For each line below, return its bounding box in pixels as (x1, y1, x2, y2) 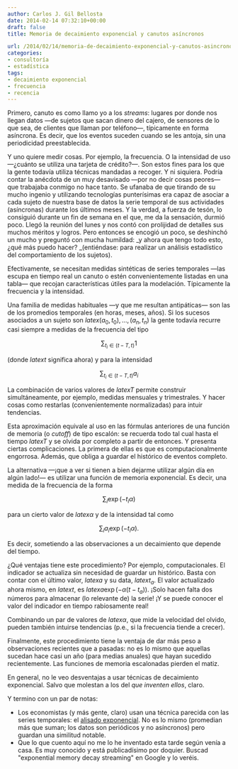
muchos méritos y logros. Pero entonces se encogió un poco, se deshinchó (7, 228, 228, 236)
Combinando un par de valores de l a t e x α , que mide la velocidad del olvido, (7, 616, 227, 624)
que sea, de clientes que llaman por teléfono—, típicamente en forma (7, 124, 209, 132)
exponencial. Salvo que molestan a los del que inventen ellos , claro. (7, 681, 205, 689)
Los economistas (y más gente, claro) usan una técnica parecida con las (17, 708, 229, 717)
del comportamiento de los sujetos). (7, 251, 113, 259)
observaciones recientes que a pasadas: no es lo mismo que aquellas (7, 644, 210, 653)
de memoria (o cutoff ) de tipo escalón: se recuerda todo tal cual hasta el (7, 430, 218, 438)
